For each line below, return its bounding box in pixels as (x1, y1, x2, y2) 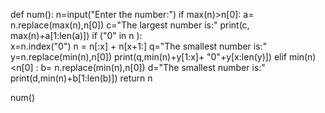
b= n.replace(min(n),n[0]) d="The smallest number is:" (40, 62, 266, 73)
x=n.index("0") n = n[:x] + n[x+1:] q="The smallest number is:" (10, 40, 268, 52)
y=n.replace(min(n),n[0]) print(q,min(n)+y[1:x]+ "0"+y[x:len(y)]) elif (10, 51, 288, 63)
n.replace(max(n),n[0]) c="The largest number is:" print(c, (10, 19, 250, 31)
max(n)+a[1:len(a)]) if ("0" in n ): (10, 30, 143, 41)
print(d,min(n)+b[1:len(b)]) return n (10, 72, 153, 84)
